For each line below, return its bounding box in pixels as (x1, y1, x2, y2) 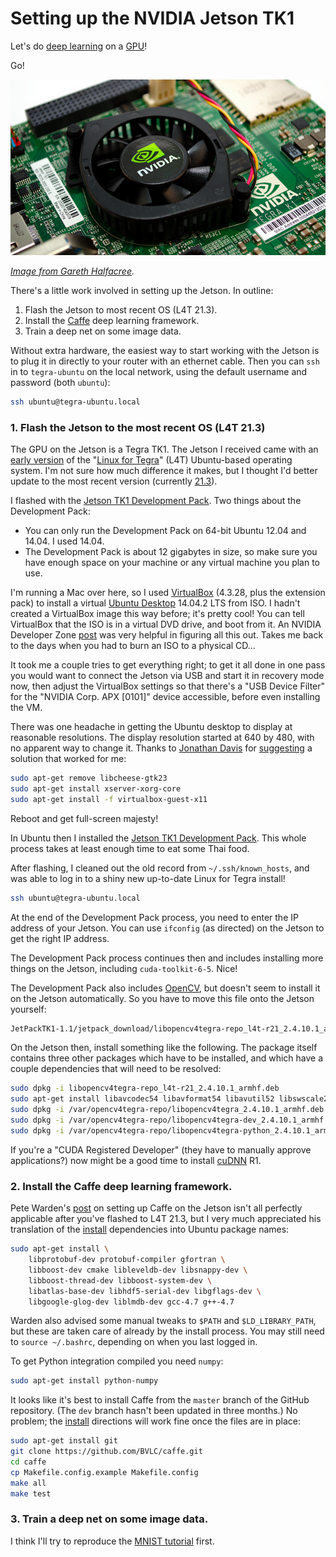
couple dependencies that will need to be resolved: (10, 1063, 222, 1075)
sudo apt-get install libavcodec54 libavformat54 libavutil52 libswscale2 (10, 1094, 329, 1104)
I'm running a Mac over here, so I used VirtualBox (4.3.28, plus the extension (10, 587, 326, 599)
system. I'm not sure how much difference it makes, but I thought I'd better (10, 465, 318, 477)
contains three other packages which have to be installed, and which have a (10, 1052, 324, 1064)
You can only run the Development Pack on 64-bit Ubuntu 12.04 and (24, 525, 307, 537)
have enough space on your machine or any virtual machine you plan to (24, 557, 321, 569)
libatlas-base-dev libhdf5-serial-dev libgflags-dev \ (28, 1286, 262, 1296)
